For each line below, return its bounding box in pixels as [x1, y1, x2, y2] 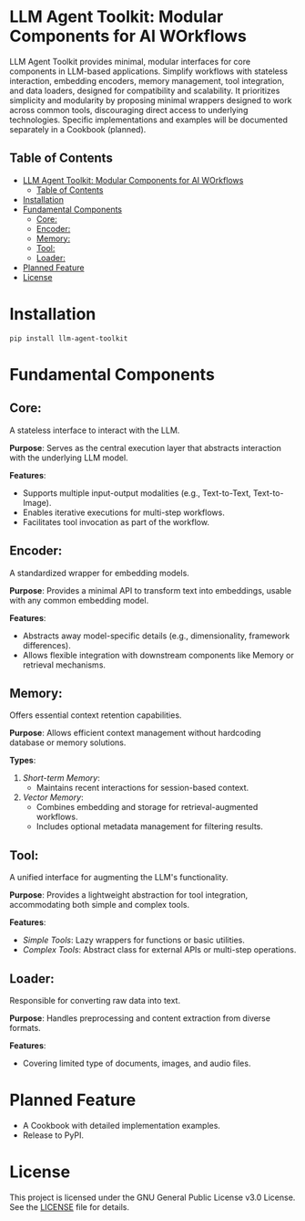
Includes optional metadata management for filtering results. [36, 821, 264, 832]
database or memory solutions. [9, 737, 127, 748]
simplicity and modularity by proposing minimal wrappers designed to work [9, 94, 292, 106]
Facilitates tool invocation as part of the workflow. [22, 516, 209, 527]
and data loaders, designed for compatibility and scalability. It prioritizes [9, 85, 280, 96]
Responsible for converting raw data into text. [9, 995, 180, 1005]
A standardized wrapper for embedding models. [9, 567, 189, 578]
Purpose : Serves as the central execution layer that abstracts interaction [9, 442, 282, 453]
